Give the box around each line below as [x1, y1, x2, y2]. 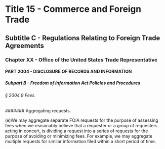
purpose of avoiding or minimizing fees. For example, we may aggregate [5, 133, 153, 139]
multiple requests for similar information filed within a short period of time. [5, 138, 157, 144]
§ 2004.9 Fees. [5, 93, 36, 99]
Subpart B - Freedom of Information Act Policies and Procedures [5, 80, 141, 86]
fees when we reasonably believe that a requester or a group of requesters [5, 122, 158, 128]
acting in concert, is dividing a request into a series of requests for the [5, 128, 148, 134]
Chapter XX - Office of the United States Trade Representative [5, 56, 158, 63]
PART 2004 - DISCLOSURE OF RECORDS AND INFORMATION [5, 68, 132, 75]
